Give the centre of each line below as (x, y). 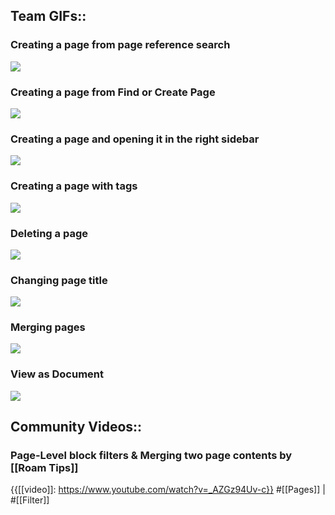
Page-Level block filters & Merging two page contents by (151, 456)
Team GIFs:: (48, 16)
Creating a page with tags (74, 186)
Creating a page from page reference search (120, 45)
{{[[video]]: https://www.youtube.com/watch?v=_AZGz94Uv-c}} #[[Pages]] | (168, 490)
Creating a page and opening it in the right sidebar (135, 139)
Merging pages (48, 327)
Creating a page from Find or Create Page (113, 92)
